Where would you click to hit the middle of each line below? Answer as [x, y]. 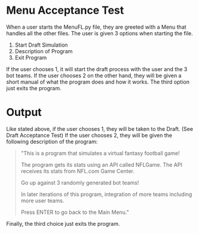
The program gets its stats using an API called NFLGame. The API [101, 164]
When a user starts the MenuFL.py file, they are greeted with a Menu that [96, 27]
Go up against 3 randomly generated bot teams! [80, 182]
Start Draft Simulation [41, 45]
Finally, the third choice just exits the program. [63, 223]
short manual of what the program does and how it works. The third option [98, 82]
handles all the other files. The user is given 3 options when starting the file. [99, 33]
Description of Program [44, 51]
